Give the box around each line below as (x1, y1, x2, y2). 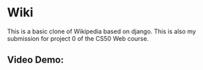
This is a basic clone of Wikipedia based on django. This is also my (7, 27, 197, 35)
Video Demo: (7, 54, 64, 66)
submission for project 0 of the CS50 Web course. (7, 34, 149, 42)
